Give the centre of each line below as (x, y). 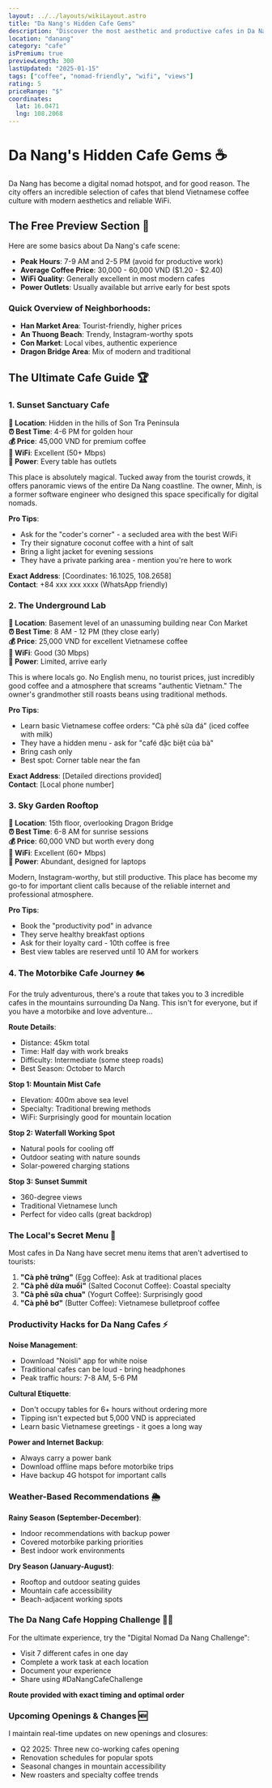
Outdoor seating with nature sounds (80, 1157)
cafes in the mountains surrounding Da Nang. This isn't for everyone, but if (133, 1002)
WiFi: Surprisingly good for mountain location (96, 1117)
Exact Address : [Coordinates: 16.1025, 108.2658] (90, 575)
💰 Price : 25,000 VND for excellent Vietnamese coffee (98, 642)
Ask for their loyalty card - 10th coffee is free (95, 943)
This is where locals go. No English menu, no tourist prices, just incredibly (132, 677)
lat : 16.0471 (38, 106)
